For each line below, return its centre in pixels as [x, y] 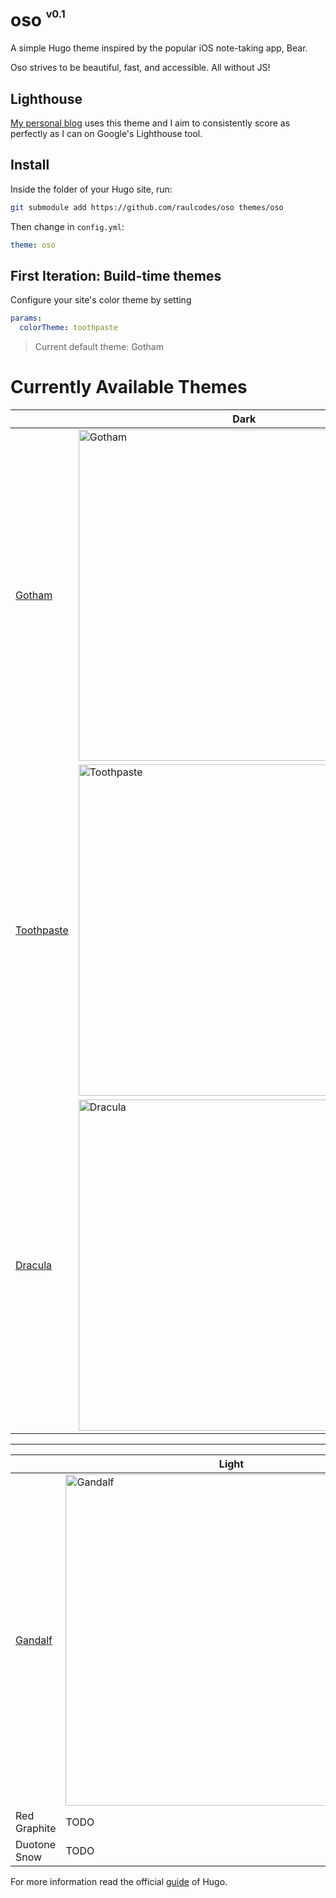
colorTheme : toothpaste [68, 328]
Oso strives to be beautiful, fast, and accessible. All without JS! [140, 68]
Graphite [36, 1829]
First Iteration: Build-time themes [116, 275]
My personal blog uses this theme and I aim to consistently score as [150, 123]
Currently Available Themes [129, 387]
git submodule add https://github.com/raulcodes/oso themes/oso [147, 207]
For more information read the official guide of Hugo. [119, 1882]
